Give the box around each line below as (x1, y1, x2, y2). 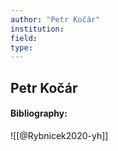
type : (10, 42, 33, 53)
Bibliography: (10, 107, 68, 120)
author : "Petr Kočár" (10, 14, 101, 25)
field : (10, 33, 38, 43)
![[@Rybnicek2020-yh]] (10, 129, 109, 141)
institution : (10, 24, 65, 34)
